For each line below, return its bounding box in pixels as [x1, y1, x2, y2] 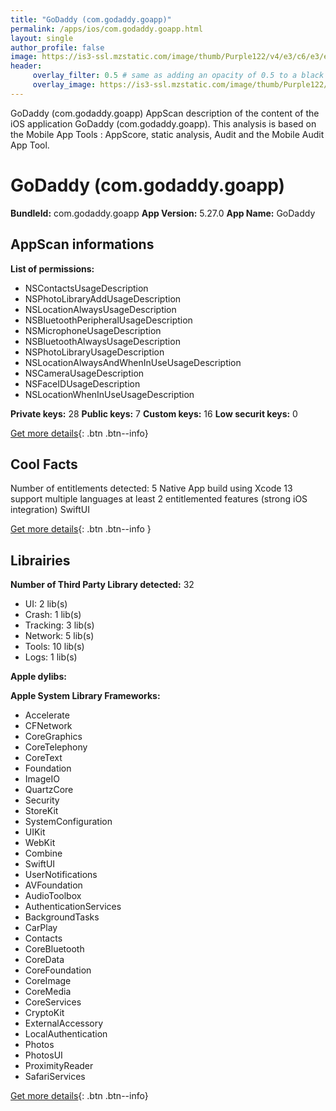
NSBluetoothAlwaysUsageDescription [24, 335, 181, 347]
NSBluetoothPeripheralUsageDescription [24, 314, 193, 326]
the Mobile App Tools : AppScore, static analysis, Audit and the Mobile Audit [10, 128, 325, 140]
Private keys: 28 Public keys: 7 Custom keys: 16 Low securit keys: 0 [10, 407, 298, 420]
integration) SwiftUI [10, 504, 90, 516]
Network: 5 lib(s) [24, 630, 95, 642]
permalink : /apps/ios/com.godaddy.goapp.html [10, 24, 203, 34]
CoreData [24, 954, 65, 966]
